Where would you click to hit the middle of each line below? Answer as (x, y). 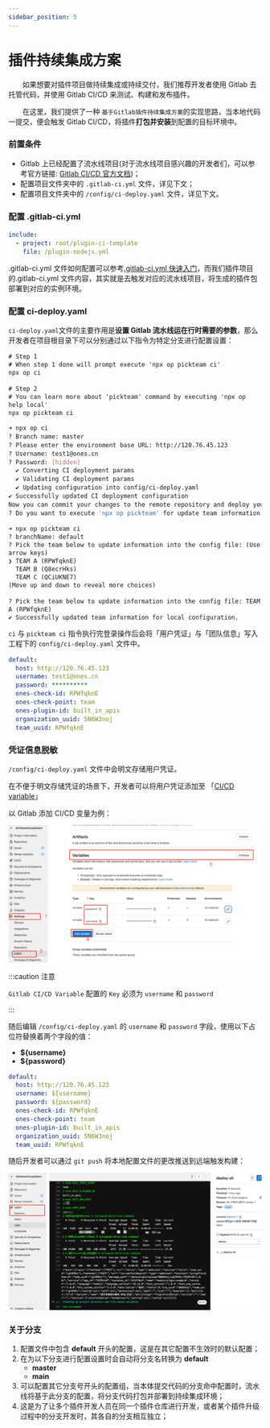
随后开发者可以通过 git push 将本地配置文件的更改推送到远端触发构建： (127, 1161)
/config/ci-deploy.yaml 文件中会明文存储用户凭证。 (95, 769)
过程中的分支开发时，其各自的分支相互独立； (94, 1416)
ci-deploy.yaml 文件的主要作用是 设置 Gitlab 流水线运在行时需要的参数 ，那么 (133, 330)
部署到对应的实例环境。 (47, 288)
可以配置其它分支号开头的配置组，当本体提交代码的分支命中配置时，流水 (139, 1385)
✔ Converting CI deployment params (75, 471)
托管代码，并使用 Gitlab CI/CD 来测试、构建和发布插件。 (101, 94)
